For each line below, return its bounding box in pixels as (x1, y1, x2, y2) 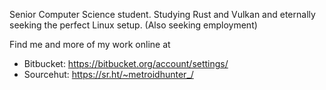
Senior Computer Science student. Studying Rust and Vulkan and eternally (9, 9, 316, 20)
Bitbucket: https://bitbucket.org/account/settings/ (23, 58, 229, 69)
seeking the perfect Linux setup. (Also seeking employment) (9, 19, 258, 31)
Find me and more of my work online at (9, 39, 171, 50)
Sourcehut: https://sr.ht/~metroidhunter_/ (23, 69, 194, 80)
